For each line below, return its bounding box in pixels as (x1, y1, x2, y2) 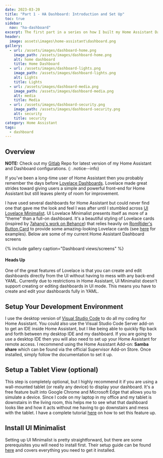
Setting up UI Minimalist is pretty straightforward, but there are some (5, 437, 142, 442)
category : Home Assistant (5, 120, 57, 125)
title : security (14, 115, 47, 121)
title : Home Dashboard (14, 61, 60, 66)
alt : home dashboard (14, 57, 55, 62)
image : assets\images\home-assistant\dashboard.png (9, 39, 116, 44)
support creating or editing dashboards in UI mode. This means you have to (5, 283, 156, 289)
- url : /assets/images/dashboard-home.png (9, 48, 97, 53)
